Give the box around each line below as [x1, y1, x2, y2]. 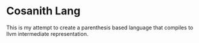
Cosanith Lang [6, 4, 81, 18]
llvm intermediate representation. [6, 30, 89, 37]
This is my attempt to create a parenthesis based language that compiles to [6, 24, 194, 31]
